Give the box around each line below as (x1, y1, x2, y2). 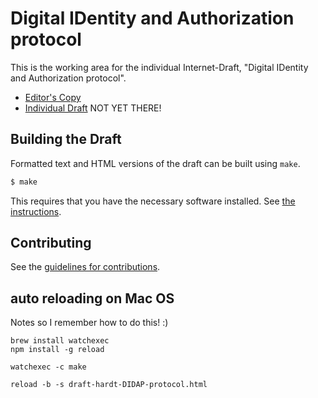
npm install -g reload (10, 345, 105, 355)
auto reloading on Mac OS (10, 290, 175, 307)
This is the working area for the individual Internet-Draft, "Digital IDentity (10, 61, 309, 73)
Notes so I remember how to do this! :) (10, 317, 169, 329)
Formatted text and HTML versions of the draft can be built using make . (10, 157, 301, 169)
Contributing (10, 235, 92, 252)
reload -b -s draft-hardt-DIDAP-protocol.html (10, 380, 208, 390)
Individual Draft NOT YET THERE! (24, 102, 162, 114)
